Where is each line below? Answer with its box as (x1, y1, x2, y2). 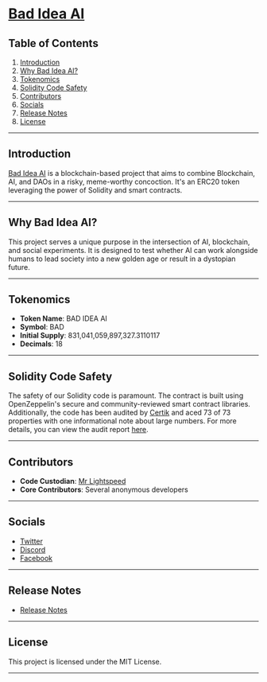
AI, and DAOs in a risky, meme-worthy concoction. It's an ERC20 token (8, 177, 240, 186)
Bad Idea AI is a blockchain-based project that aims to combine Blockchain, (8, 168, 256, 177)
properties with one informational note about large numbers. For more (8, 416, 237, 426)
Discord (19, 544, 46, 554)
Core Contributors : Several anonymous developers (19, 485, 188, 494)
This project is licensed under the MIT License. (8, 657, 162, 666)
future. (8, 262, 30, 271)
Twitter (19, 536, 44, 546)
